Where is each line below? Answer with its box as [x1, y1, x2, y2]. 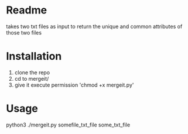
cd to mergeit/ [14, 75, 49, 82]
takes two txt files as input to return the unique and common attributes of [6, 23, 183, 30]
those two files [6, 29, 42, 36]
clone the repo [14, 68, 50, 76]
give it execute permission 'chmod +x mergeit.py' [14, 81, 134, 88]
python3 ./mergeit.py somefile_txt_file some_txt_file [6, 121, 131, 128]
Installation [6, 50, 62, 63]
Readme [6, 4, 47, 17]
